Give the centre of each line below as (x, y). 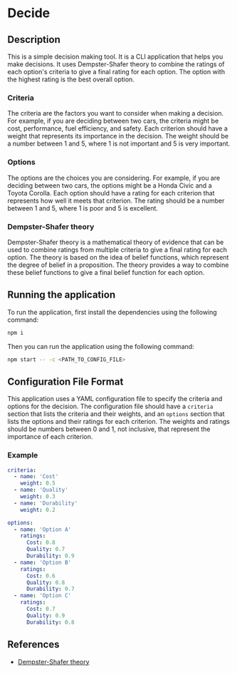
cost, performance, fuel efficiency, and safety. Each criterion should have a (117, 128)
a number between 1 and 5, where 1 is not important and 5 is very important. (119, 143)
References (33, 645)
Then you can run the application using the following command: (101, 346)
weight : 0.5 (38, 483)
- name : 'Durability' (46, 503)
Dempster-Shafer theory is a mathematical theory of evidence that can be (116, 242)
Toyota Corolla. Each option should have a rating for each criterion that (111, 193)
